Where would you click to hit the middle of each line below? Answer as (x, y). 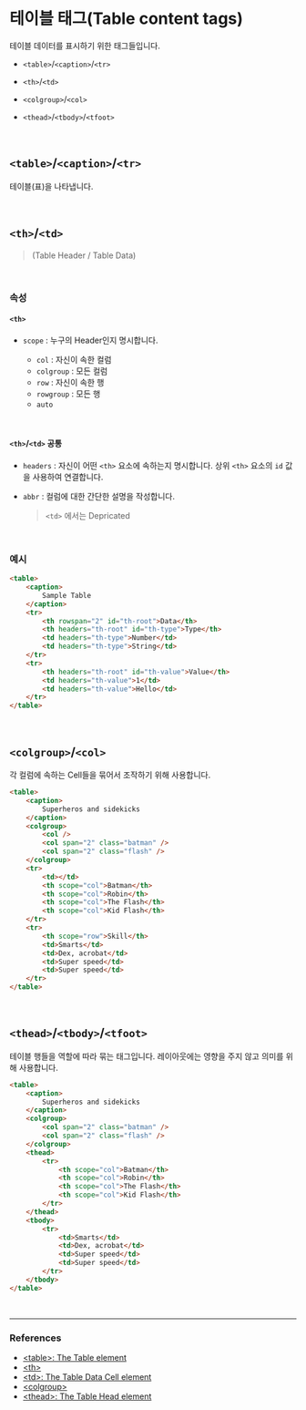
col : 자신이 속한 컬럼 (74, 359)
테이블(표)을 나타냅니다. (51, 186)
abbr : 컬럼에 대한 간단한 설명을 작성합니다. (99, 496)
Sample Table (67, 595)
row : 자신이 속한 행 (70, 382)
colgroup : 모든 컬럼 (72, 371)
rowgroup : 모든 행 (68, 394)
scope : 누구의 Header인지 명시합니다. (90, 340)
